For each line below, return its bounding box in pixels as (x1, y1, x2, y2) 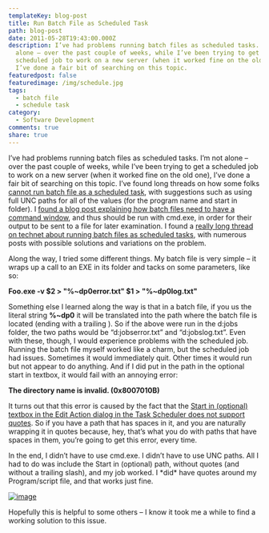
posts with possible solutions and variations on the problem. (8, 238, 207, 248)
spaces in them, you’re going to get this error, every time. (8, 434, 198, 445)
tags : (8, 86, 26, 95)
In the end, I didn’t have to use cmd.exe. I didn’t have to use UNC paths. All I (8, 450, 259, 460)
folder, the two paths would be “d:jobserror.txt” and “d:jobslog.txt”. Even (8, 327, 247, 337)
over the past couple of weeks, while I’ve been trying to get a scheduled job (8, 161, 259, 171)
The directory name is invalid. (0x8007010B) (8, 386, 160, 395)
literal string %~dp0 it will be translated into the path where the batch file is (8, 310, 258, 320)
